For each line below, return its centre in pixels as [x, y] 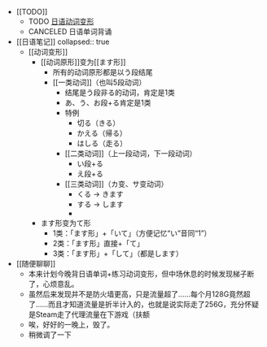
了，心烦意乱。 [53, 284]
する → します [101, 204]
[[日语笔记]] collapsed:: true [63, 41]
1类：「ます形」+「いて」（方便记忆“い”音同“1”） [132, 233]
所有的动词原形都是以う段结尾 [103, 72]
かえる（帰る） [102, 133]
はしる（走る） [102, 143]
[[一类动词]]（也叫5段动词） [99, 82]
